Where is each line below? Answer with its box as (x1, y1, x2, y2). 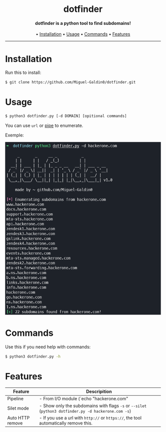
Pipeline (7, 396, 24, 402)
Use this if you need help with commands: (5, 344, 91, 350)
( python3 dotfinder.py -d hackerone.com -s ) (39, 408, 131, 414)
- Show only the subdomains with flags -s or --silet (39, 403, 147, 409)
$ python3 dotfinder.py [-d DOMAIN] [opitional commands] (5, 114, 127, 119)
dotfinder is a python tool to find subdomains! (35, 20, 131, 26)
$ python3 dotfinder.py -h (5, 354, 61, 359)
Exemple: (5, 132, 24, 138)
